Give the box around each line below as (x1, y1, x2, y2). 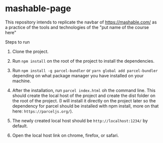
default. (12, 123, 28, 129)
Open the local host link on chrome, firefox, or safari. (12, 132, 119, 138)
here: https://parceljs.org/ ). (12, 108, 73, 114)
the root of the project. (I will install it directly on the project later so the (12, 97, 156, 103)
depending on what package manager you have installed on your (12, 72, 144, 78)
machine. (12, 78, 31, 84)
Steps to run (5, 39, 30, 45)
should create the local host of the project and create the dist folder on (12, 93, 156, 98)
